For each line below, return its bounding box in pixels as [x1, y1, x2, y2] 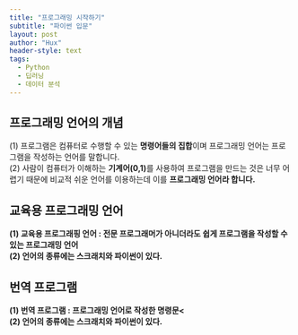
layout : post [9, 30, 58, 39]
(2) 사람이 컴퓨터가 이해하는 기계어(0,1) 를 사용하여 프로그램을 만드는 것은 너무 [9, 163, 281, 174]
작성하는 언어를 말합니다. [32, 151, 120, 162]
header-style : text [9, 47, 83, 56]
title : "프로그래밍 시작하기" [9, 13, 106, 22]
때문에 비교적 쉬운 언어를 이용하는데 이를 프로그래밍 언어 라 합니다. [25, 174, 256, 185]
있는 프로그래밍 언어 [9, 239, 79, 251]
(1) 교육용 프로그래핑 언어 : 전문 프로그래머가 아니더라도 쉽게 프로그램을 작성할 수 [9, 228, 288, 239]
